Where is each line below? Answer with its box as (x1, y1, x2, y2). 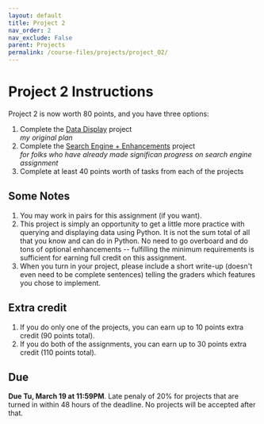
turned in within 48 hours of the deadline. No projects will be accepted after (8, 400, 256, 410)
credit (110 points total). (19, 347, 97, 357)
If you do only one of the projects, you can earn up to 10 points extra (19, 322, 244, 332)
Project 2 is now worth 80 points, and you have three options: (8, 109, 209, 118)
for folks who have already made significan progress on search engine (19, 149, 252, 159)
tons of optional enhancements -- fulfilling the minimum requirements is (19, 244, 255, 254)
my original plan (19, 133, 73, 142)
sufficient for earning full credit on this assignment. (19, 252, 187, 262)
